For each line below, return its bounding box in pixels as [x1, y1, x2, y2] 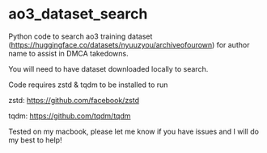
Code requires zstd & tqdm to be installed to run [8, 80, 168, 89]
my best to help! [8, 134, 62, 145]
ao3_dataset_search [8, 5, 148, 23]
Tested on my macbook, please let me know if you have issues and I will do [8, 126, 259, 136]
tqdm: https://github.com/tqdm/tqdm [8, 110, 131, 121]
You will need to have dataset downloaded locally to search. [8, 64, 209, 73]
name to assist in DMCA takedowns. [8, 48, 129, 58]
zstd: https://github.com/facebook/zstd [8, 95, 140, 105]
